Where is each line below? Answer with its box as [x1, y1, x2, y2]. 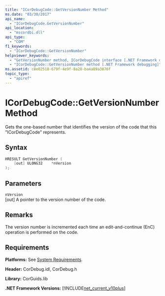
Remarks [5, 211, 33, 219]
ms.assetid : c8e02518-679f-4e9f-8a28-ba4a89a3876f [5, 67, 111, 72]
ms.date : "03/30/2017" [5, 12, 52, 17]
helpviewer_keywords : [5, 53, 50, 58]
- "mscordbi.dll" [9, 30, 45, 35]
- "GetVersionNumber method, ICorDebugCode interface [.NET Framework [9, 58, 157, 63]
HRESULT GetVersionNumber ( [5, 156, 63, 162]
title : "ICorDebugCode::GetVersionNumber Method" [5, 7, 109, 12]
